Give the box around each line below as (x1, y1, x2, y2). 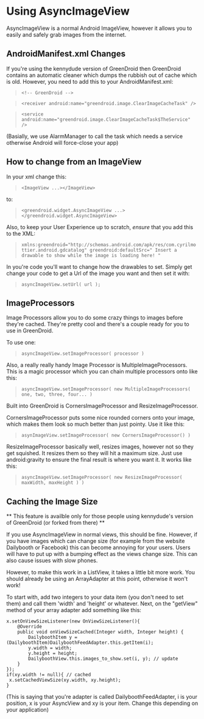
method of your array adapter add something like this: (6, 607, 142, 614)
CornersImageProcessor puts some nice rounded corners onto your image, (6, 414, 195, 422)
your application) (6, 706, 49, 714)
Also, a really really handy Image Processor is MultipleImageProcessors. (6, 362, 188, 369)
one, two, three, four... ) (21, 392, 93, 398)
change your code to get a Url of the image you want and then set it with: (6, 269, 190, 277)
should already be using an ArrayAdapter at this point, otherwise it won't (6, 575, 188, 583)
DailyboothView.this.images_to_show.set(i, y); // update (28, 655, 178, 662)
